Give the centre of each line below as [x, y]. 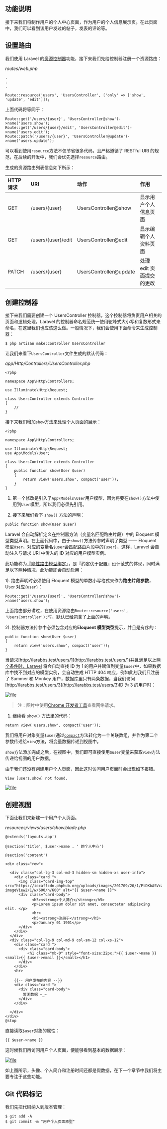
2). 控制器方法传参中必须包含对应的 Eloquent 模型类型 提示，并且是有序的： [82, 627]
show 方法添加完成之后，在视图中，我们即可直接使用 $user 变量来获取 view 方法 [83, 752]
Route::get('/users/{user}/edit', [41, 127]
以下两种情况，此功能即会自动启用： [46, 570]
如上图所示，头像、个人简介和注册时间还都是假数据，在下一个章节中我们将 [81, 1071]
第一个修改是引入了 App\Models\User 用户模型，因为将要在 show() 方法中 [84, 498]
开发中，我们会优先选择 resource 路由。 [71, 157]
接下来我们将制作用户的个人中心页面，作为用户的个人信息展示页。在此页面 [81, 22]
